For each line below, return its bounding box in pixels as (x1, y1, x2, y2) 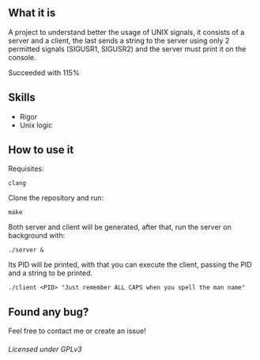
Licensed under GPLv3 (8, 344, 82, 354)
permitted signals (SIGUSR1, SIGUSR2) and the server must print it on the (8, 44, 247, 54)
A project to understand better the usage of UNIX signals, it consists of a (8, 27, 245, 36)
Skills (8, 91, 36, 104)
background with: (8, 231, 66, 241)
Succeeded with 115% (8, 67, 80, 78)
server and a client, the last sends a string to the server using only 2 (8, 36, 230, 45)
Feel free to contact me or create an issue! (8, 326, 146, 335)
